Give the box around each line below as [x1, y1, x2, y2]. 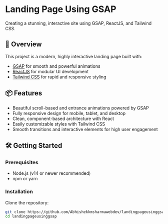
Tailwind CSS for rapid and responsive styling [12, 74, 106, 80]
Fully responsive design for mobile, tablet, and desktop [12, 110, 126, 116]
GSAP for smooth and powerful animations [12, 63, 101, 69]
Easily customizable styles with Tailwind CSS [12, 121, 105, 127]
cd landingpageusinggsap [5, 214, 57, 219]
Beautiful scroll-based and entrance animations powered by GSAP [12, 104, 149, 111]
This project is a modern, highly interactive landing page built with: [5, 53, 142, 59]
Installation [5, 188, 33, 195]
